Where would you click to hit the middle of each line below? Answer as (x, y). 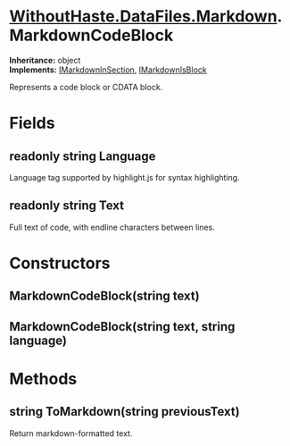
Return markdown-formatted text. (71, 433)
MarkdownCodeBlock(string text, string (122, 327)
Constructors (60, 263)
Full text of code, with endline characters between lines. (112, 227)
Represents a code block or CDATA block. (86, 87)
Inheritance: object (45, 60)
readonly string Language (83, 156)
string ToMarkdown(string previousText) (124, 412)
